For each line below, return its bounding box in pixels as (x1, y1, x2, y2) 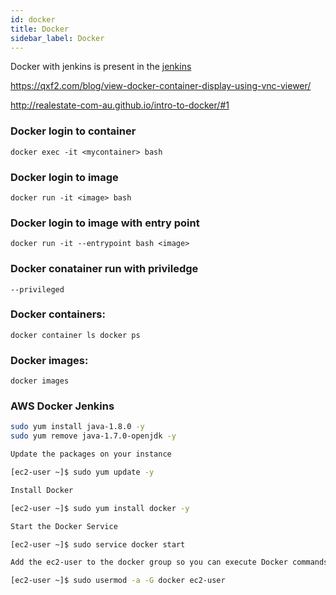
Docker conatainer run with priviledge (10, 262, 199, 276)
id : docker (10, 14, 56, 25)
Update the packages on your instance (10, 449, 172, 460)
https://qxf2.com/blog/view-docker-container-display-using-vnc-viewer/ (10, 80, 312, 92)
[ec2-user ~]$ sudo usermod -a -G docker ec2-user (10, 576, 226, 586)
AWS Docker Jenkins (10, 399, 115, 413)
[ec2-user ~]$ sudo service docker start (10, 539, 186, 550)
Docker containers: (10, 307, 106, 321)
